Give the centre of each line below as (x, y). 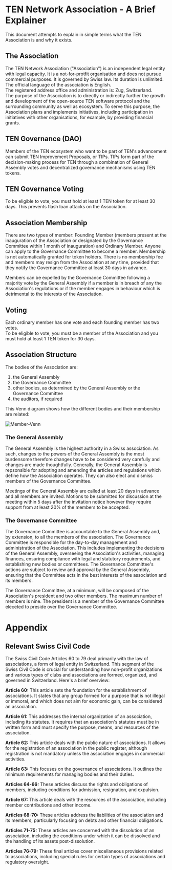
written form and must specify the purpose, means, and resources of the (82, 727)
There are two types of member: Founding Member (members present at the (86, 235)
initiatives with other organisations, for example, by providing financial (79, 117)
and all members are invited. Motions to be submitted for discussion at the (84, 496)
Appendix (26, 627)
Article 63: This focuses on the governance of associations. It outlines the (84, 769)
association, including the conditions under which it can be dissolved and (83, 836)
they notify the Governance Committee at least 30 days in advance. (77, 268)
